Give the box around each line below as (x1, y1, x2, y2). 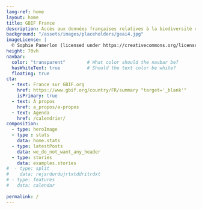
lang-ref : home (6, 8, 44, 15)
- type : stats (11, 132, 50, 139)
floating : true (11, 70, 50, 76)
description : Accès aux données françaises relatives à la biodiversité (6, 25, 192, 32)
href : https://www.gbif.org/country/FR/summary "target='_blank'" (17, 87, 187, 93)
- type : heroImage (11, 126, 58, 133)
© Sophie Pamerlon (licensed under (11, 43, 101, 49)
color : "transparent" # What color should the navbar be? (11, 59, 179, 65)
